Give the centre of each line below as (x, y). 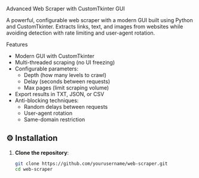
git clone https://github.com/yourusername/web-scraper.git (91, 164)
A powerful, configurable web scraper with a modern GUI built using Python (99, 20)
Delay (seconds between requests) (67, 81)
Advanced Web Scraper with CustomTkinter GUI (66, 9)
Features (17, 44)
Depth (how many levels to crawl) (65, 75)
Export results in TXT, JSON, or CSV (59, 94)
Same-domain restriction (54, 119)
